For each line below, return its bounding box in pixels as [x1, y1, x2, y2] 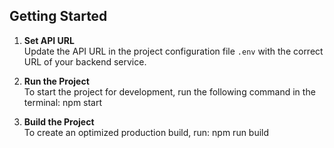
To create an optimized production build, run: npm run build [23, 126, 270, 138]
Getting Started [9, 8, 108, 25]
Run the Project [23, 75, 90, 87]
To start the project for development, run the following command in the [23, 85, 316, 98]
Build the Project [23, 115, 95, 128]
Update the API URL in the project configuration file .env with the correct [23, 45, 324, 57]
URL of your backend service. [23, 55, 147, 68]
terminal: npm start [23, 96, 103, 108]
